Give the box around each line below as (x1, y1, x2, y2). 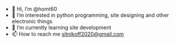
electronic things (11, 18, 53, 24)
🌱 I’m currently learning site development (11, 24, 112, 31)
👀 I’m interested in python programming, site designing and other (11, 12, 169, 19)
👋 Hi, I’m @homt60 (11, 6, 58, 12)
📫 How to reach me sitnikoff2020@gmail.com (11, 31, 124, 37)
